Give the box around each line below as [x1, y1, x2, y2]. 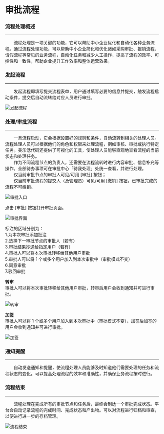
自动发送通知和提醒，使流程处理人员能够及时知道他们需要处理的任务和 [14, 364, 155, 370]
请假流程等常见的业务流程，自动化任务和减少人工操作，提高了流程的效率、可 [5, 52, 159, 58]
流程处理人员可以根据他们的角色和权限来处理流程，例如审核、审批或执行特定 [5, 141, 159, 147]
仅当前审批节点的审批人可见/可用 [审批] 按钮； [14, 172, 106, 178]
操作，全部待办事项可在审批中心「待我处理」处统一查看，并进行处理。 [5, 166, 146, 171]
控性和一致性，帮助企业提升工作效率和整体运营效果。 [5, 58, 112, 64]
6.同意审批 [5, 263, 26, 268]
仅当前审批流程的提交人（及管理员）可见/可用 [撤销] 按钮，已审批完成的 [14, 178, 158, 184]
